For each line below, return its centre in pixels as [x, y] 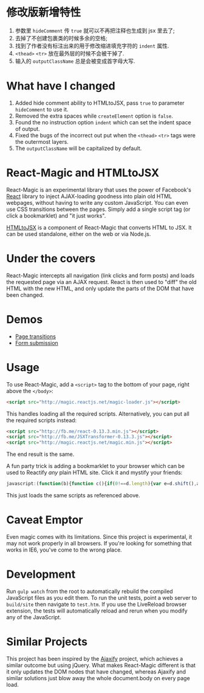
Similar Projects [47, 642]
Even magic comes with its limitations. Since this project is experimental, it [99, 536]
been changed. [25, 295]
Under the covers [51, 258]
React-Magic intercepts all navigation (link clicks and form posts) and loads [100, 275]
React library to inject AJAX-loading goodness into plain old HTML [89, 196]
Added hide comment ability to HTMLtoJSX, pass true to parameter [100, 103]
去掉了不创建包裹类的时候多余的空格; [61, 38]
